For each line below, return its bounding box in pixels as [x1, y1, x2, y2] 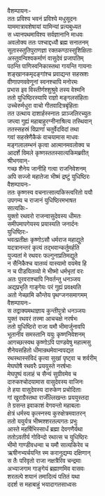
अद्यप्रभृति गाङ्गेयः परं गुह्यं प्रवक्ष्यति [7, 283, 82, 291]
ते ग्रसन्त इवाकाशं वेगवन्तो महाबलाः [7, 401, 81, 410]
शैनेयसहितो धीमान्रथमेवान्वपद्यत [7, 346, 74, 354]
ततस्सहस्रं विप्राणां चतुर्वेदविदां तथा [7, 125, 79, 133]
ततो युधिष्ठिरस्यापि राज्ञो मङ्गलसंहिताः [7, 93, 89, 102]
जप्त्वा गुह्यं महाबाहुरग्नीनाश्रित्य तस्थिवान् [7, 117, 92, 126]
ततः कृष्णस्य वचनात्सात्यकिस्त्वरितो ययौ [7, 188, 93, 196]
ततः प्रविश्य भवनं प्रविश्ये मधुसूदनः [7, 15, 78, 22]
